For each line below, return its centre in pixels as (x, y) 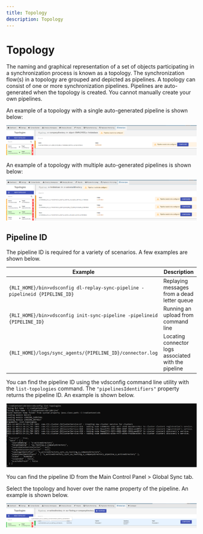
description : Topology (35, 19)
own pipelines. (24, 99)
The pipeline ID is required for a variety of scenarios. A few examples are (97, 252)
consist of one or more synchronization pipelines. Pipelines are (85, 86)
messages (176, 287)
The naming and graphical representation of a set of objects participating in (100, 67)
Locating (174, 336)
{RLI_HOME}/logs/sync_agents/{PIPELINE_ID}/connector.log (83, 353)
